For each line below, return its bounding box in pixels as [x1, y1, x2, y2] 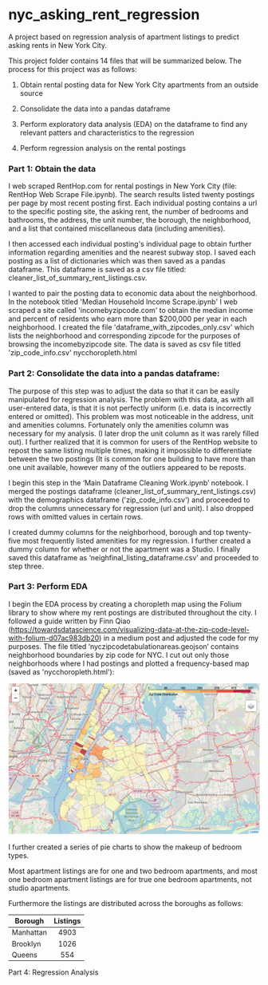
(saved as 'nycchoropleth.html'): [8, 667, 115, 676]
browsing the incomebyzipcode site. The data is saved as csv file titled [8, 339, 241, 349]
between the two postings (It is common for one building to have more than [8, 453, 256, 464]
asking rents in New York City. [8, 40, 108, 49]
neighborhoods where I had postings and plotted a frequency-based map [8, 659, 250, 668]
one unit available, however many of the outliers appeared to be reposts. [8, 462, 246, 472]
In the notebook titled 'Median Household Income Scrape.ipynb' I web [8, 297, 238, 307]
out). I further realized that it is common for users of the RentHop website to [8, 437, 258, 446]
